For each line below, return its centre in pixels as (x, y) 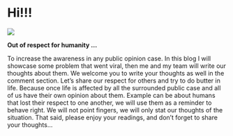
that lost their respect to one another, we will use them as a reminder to (110, 103)
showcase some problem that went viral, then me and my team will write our (117, 66)
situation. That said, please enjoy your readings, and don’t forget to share (113, 117)
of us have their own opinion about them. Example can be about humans (111, 95)
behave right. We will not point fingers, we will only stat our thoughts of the (115, 110)
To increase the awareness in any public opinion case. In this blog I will (109, 58)
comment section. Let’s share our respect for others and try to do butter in (114, 80)
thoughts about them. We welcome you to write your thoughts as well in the (116, 73)
